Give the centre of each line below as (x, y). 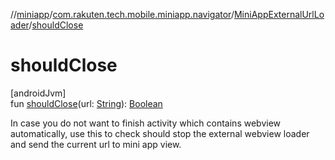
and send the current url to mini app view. (96, 144)
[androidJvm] (38, 93)
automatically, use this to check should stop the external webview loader (160, 133)
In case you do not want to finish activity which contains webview (146, 123)
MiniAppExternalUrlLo (279, 14)
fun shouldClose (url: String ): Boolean (86, 103)
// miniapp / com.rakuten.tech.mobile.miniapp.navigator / (122, 14)
